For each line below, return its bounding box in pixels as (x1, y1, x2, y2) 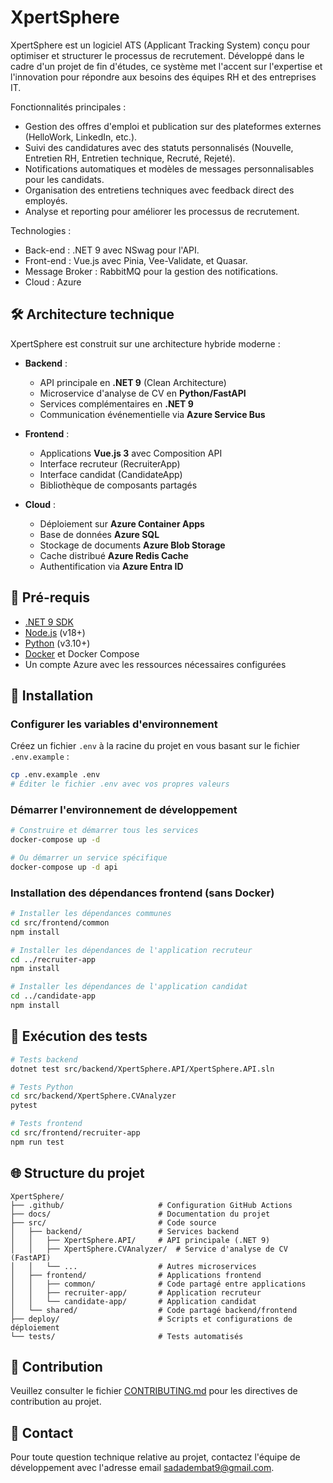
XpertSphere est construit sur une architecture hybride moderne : (10, 337, 281, 350)
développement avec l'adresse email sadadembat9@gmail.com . (10, 1462, 275, 1474)
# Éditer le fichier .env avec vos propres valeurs (10, 779, 230, 790)
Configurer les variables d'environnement (10, 717, 218, 731)
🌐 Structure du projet (10, 1165, 145, 1182)
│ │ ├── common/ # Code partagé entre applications (10, 1279, 307, 1289)
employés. (24, 194, 68, 206)
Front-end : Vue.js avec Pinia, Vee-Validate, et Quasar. (24, 254, 248, 266)
